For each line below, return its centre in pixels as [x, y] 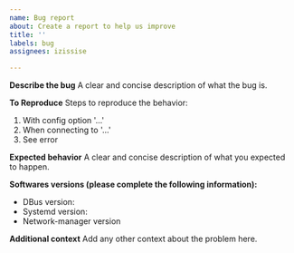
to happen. [29, 167]
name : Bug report [42, 18]
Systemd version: [55, 212]
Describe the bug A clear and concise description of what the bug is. [138, 85]
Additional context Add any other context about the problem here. [133, 239]
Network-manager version [71, 221]
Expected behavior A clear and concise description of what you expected [147, 157]
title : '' [28, 34]
